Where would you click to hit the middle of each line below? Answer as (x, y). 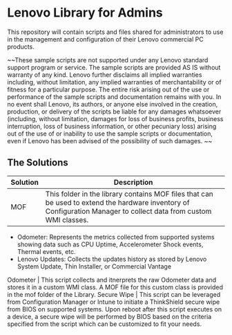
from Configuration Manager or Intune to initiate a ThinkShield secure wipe (114, 302)
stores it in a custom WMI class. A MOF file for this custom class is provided (115, 287)
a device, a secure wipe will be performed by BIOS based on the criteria (109, 316)
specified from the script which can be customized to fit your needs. (105, 324)
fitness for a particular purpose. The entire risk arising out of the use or (108, 89)
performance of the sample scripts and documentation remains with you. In (114, 97)
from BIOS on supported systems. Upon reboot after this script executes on (115, 309)
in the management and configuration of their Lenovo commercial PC (105, 39)
